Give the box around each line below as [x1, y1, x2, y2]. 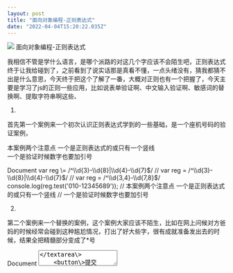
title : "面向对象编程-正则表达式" [7, 17, 96, 24]
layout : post [7, 10, 45, 17]
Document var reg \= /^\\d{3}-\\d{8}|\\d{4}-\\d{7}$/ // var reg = [7, 166, 187, 175]
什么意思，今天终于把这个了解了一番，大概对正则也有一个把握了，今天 [19, 75, 220, 83]
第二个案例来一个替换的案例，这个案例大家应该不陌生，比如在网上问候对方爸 [7, 219, 226, 227]
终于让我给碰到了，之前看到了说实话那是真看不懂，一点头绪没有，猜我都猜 [7, 67, 220, 75]
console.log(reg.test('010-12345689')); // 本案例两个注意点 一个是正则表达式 [7, 182, 225, 191]
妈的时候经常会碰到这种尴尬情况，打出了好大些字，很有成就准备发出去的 [7, 227, 214, 236]
